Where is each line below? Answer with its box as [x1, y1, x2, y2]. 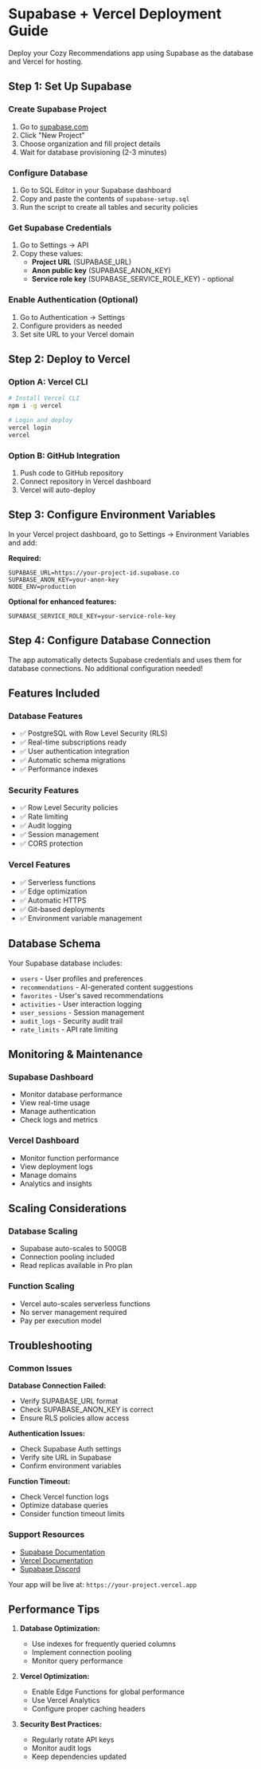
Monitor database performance [19, 1090, 123, 1100]
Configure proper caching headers [31, 1704, 146, 1714]
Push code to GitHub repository [19, 468, 124, 477]
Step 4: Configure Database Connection [8, 634, 211, 647]
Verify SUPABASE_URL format [19, 1396, 119, 1406]
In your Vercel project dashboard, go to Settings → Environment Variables [8, 529, 250, 539]
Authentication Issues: [8, 1429, 86, 1439]
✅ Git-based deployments [19, 904, 106, 914]
